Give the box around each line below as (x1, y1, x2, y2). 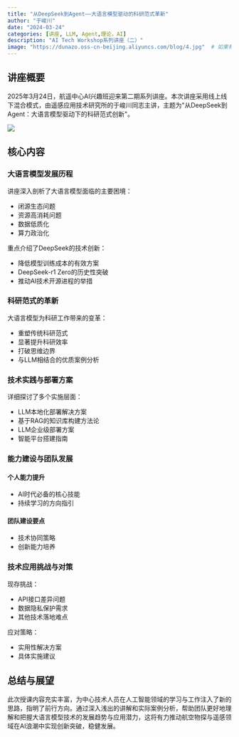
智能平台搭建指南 (17, 434, 68, 443)
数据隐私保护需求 (17, 603, 68, 612)
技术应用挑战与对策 (7, 562, 73, 572)
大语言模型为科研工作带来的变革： (7, 313, 107, 322)
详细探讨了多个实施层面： (7, 392, 83, 401)
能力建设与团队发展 (7, 454, 73, 464)
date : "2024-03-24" (7, 23, 65, 31)
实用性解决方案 (17, 642, 62, 652)
